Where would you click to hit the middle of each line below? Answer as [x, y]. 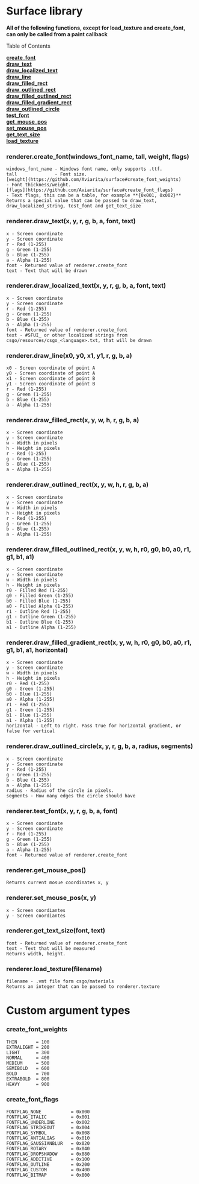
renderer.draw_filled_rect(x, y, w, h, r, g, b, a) [73, 420]
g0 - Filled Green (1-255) [40, 596]
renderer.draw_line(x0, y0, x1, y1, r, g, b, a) [69, 355]
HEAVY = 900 [28, 1084]
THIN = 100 [28, 1042]
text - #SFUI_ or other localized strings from [67, 335]
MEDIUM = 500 [28, 1063]
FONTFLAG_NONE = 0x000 [48, 1112]
